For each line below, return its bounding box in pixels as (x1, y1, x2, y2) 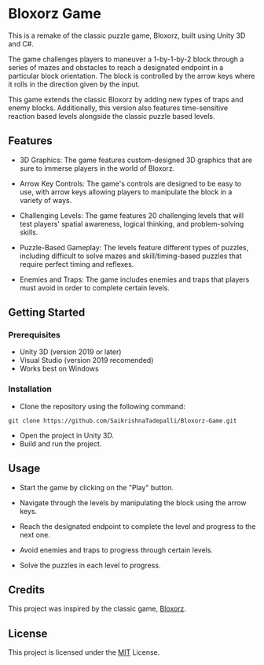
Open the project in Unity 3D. (19, 430, 114, 440)
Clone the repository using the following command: (19, 401, 186, 411)
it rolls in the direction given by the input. (8, 79, 140, 89)
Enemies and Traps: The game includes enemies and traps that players (19, 275, 250, 284)
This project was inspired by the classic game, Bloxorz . (8, 604, 187, 614)
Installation (8, 383, 53, 394)
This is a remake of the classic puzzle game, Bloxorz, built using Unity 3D (8, 31, 246, 40)
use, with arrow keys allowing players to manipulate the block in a (19, 187, 233, 197)
